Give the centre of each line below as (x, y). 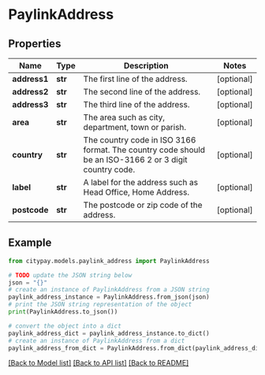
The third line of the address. (136, 104)
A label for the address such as (141, 182)
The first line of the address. (135, 79)
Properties (35, 44)
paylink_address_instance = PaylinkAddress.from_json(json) (109, 297)
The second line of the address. (142, 92)
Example (30, 243)
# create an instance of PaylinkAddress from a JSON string (109, 290)
